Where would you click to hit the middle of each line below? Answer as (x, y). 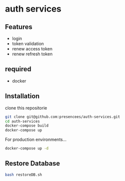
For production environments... (36, 140)
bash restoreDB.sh (23, 175)
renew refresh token (32, 54)
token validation (28, 44)
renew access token (32, 49)
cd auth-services (23, 121)
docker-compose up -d (27, 148)
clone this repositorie (26, 108)
